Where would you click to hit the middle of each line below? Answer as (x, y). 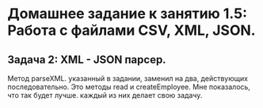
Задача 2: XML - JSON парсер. (87, 60)
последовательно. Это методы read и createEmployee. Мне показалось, (129, 87)
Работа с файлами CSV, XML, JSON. (131, 30)
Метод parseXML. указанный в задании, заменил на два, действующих (128, 78)
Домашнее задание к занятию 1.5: (127, 14)
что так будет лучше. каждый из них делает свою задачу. (105, 95)
